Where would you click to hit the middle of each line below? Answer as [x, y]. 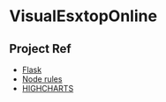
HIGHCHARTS [48, 88]
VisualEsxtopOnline [83, 16]
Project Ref [41, 49]
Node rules [42, 79]
